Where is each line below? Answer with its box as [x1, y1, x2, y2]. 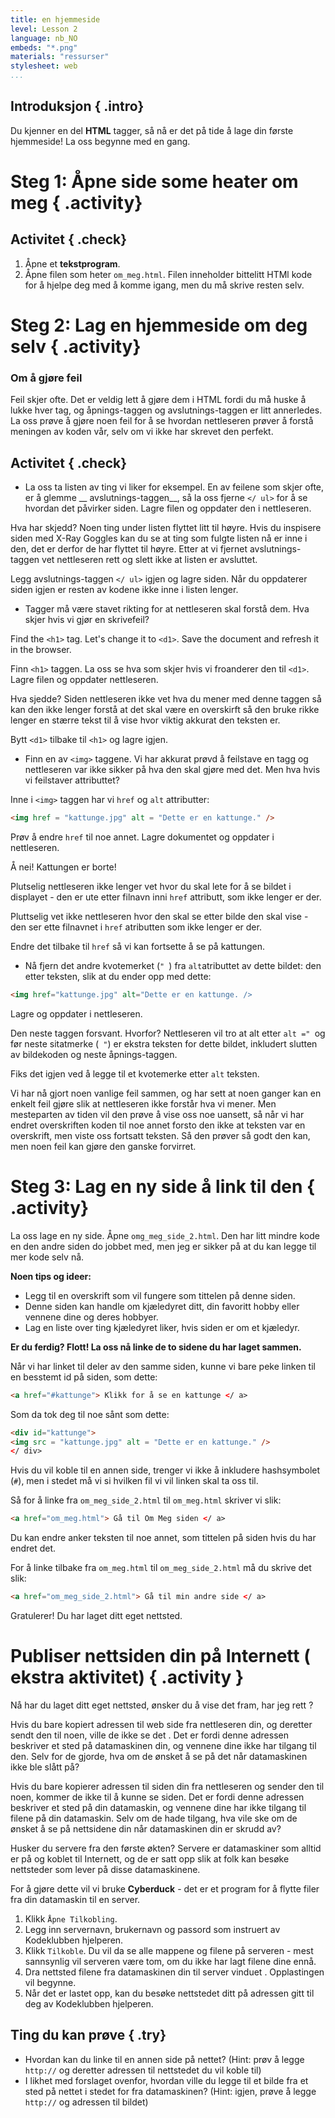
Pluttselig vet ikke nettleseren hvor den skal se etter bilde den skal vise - [10, 910, 309, 922]
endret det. [10, 1542, 57, 1555]
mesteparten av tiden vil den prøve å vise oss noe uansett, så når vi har [10, 1108, 305, 1120]
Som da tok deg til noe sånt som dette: [10, 1408, 170, 1420]
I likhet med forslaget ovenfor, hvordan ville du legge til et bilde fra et [24, 2074, 309, 2086]
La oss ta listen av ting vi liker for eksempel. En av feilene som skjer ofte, [24, 481, 325, 493]
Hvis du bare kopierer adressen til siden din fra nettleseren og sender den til [10, 1780, 325, 1792]
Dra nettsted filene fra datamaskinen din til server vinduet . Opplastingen [24, 1966, 325, 1978]
